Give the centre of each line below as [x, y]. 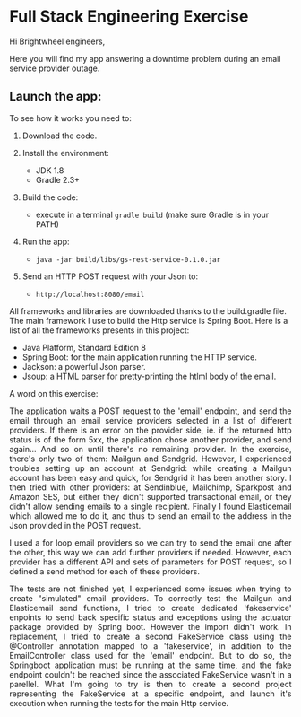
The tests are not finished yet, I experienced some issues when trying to [150, 589]
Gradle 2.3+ [58, 179]
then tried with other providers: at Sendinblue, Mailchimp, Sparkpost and [150, 487]
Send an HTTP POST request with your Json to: [110, 276]
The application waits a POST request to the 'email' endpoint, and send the [150, 411]
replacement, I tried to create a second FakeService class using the [150, 636]
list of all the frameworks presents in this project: [99, 330]
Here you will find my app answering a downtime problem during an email [145, 58]
